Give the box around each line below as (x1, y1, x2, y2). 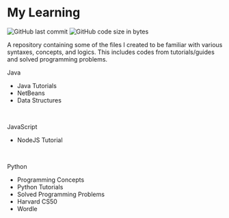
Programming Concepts (16, 176, 85, 184)
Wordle (16, 204, 38, 213)
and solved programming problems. (7, 55, 108, 63)
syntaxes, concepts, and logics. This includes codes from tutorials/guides (7, 48, 215, 56)
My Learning (7, 5, 81, 21)
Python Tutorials (16, 182, 64, 191)
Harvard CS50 (16, 197, 58, 206)
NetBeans (16, 89, 46, 97)
